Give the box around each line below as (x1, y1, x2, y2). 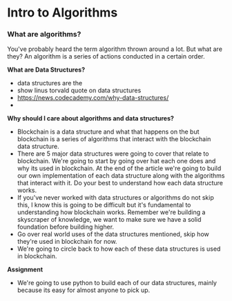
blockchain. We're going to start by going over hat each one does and (17, 157, 216, 165)
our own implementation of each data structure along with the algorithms (17, 172, 225, 180)
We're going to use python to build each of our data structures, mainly (17, 279, 217, 287)
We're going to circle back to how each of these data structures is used (17, 245, 221, 253)
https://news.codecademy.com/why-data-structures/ (17, 94, 169, 102)
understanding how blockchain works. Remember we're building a (17, 208, 206, 216)
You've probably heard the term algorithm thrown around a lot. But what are (7, 45, 223, 53)
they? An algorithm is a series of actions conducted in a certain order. (7, 52, 205, 61)
